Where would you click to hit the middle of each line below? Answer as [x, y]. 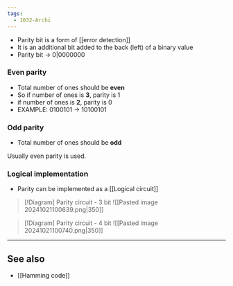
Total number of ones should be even [71, 87]
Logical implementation [48, 174]
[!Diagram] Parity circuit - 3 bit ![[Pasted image [91, 202]
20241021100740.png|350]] [63, 231]
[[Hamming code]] [44, 276]
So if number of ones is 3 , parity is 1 [69, 95]
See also [26, 259]
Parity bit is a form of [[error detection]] [74, 39]
